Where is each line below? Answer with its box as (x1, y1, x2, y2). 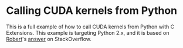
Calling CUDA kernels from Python (6, 4, 178, 17)
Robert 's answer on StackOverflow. (6, 35, 92, 42)
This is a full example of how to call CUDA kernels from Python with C (6, 23, 175, 30)
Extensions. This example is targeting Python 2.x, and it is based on (6, 29, 170, 36)
